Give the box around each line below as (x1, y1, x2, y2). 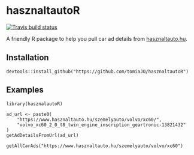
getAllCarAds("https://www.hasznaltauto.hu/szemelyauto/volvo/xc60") (6, 142, 184, 149)
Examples (6, 85, 44, 95)
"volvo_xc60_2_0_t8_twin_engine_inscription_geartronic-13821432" (17, 121, 186, 128)
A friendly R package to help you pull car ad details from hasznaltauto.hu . (6, 35, 187, 42)
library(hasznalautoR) (6, 100, 63, 107)
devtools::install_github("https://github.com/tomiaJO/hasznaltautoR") (6, 68, 189, 74)
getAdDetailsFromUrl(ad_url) (6, 132, 79, 138)
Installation (6, 52, 49, 63)
